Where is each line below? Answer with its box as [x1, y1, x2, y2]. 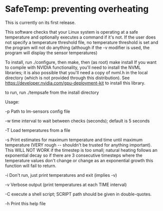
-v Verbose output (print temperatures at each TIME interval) [5, 182, 127, 188]
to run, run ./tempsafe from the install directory [5, 89, 99, 95]
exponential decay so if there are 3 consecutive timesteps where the [5, 152, 143, 158]
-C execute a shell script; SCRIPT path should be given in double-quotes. [5, 191, 152, 197]
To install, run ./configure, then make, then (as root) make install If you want [5, 59, 157, 65]
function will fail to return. [5, 163, 57, 169]
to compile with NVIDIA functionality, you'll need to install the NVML [5, 64, 141, 70]
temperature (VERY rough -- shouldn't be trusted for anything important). [5, 142, 152, 148]
